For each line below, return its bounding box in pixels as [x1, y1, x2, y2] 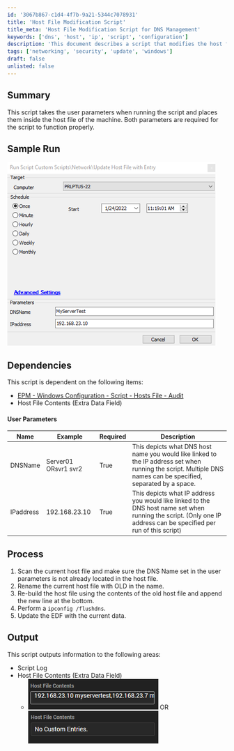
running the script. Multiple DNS [132, 464, 224, 473]
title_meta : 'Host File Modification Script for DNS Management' [7, 26, 201, 33]
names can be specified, [132, 472, 203, 480]
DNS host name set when [132, 504, 205, 513]
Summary [7, 89, 51, 101]
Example [56, 432, 83, 441]
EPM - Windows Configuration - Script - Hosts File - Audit [17, 391, 184, 400]
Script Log [17, 663, 47, 672]
